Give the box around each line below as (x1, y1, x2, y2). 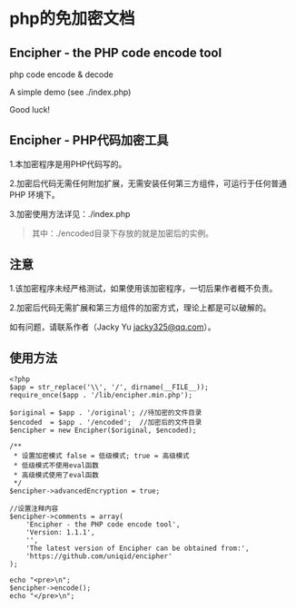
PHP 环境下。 (9, 189, 61, 200)
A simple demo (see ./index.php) (9, 87, 132, 97)
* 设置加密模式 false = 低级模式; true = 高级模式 (13, 451, 190, 461)
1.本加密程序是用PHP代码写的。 (9, 158, 127, 169)
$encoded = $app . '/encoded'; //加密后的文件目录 (9, 418, 202, 427)
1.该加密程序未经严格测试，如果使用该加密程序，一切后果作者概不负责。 (9, 282, 278, 293)
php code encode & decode (9, 69, 113, 80)
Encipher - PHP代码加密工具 (9, 133, 169, 148)
